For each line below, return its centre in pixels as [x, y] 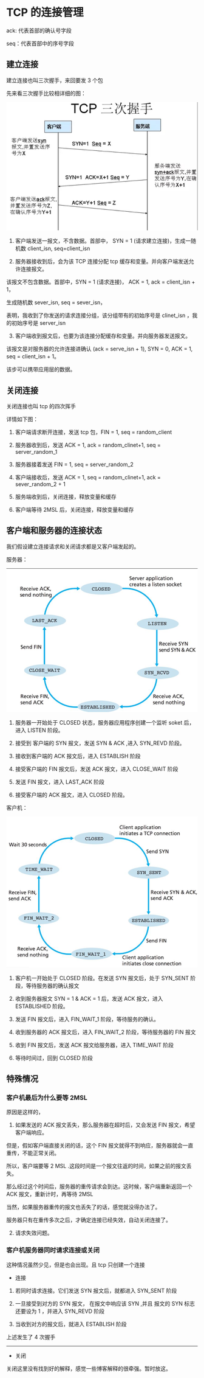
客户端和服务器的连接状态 [54, 531]
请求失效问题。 [34, 1233]
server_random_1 [36, 452]
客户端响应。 [31, 1133]
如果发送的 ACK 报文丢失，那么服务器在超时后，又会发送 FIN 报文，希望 [105, 1125]
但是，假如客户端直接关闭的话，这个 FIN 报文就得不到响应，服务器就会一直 [100, 1146]
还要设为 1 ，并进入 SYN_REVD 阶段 [60, 1311]
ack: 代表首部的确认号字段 [39, 30]
